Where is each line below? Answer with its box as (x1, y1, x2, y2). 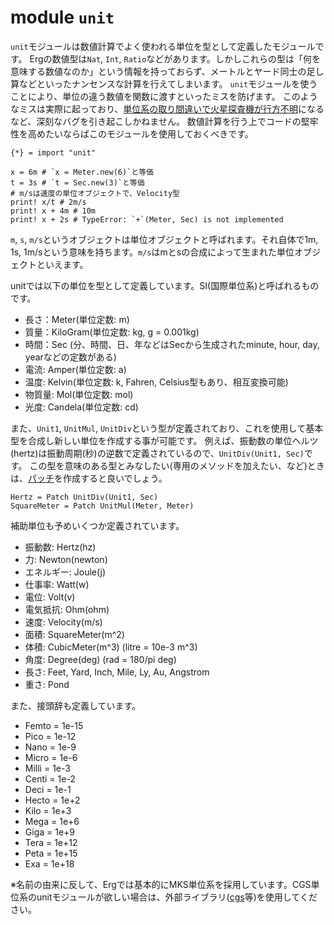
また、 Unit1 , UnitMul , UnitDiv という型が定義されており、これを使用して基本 (10, 422, 324, 434)
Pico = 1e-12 (24, 730, 77, 742)
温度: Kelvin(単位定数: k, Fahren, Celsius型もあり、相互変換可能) (24, 376, 289, 388)
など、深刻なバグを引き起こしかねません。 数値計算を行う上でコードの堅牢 (10, 115, 319, 127)
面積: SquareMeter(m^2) (24, 628, 125, 640)
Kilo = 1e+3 (24, 804, 72, 816)
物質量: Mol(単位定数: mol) (24, 388, 134, 400)
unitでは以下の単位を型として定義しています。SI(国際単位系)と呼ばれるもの (10, 279, 320, 291)
